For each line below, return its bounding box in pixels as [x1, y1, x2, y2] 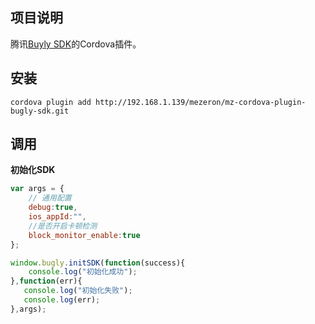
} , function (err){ [10, 276, 83, 287]
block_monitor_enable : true [28, 230, 141, 240]
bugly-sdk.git [10, 106, 70, 116]
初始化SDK [10, 164, 56, 176]
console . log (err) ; [23, 295, 101, 305]
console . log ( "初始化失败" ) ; [23, 286, 133, 296]
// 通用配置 [28, 193, 72, 203]
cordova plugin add [10, 97, 92, 107]
